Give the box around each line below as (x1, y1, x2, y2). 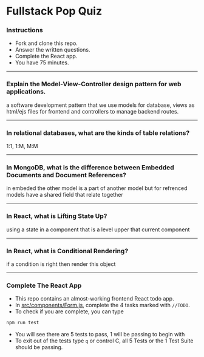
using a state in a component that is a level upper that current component (6, 226, 190, 233)
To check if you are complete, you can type (15, 308, 124, 315)
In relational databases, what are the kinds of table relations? (6, 129, 190, 137)
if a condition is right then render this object (6, 260, 116, 268)
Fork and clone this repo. (15, 39, 78, 47)
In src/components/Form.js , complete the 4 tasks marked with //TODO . (15, 302, 190, 309)
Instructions (6, 26, 44, 35)
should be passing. (15, 344, 63, 351)
